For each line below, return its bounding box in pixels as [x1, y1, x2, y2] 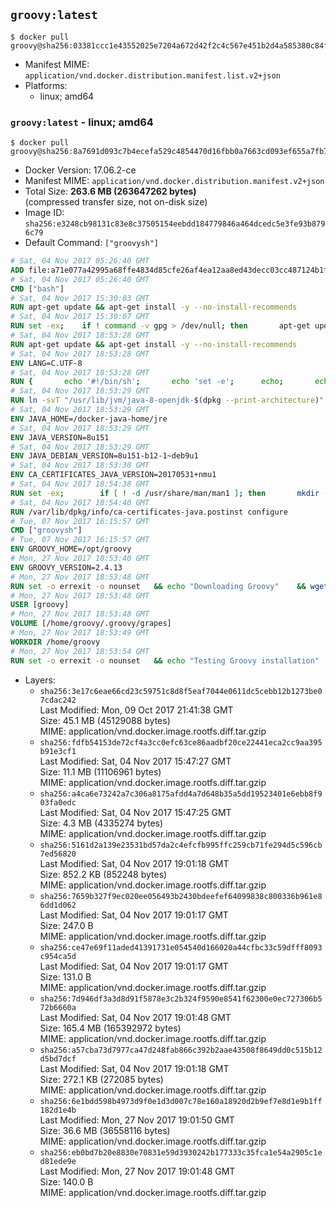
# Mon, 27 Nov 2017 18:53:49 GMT [10, 628, 150, 638]
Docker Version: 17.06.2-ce [24, 164, 137, 176]
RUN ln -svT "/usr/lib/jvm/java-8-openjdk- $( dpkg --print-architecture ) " [10, 395, 325, 406]
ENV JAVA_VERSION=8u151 [10, 432, 110, 443]
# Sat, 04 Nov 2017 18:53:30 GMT [10, 460, 150, 471]
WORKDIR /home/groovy [10, 637, 101, 647]
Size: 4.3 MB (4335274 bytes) [39, 817, 164, 829]
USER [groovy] [10, 600, 70, 610]
